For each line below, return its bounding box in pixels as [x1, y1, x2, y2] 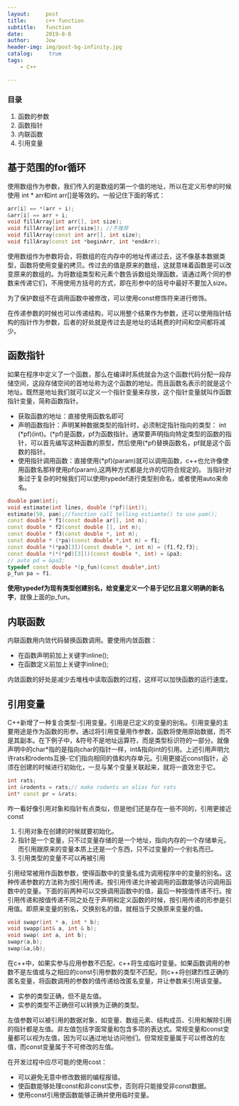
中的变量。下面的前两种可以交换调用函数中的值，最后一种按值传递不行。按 [13, 887, 232, 895]
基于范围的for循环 [7, 162, 87, 174]
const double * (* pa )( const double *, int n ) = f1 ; [7, 537, 161, 544]
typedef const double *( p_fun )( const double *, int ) [7, 564, 161, 571]
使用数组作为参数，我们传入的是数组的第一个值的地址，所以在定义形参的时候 [7, 182, 232, 190]
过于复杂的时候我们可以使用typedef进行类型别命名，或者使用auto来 [23, 474, 223, 482]
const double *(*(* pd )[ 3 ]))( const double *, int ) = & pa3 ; [7, 550, 183, 557]
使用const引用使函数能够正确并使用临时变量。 [17, 1090, 153, 1099]
